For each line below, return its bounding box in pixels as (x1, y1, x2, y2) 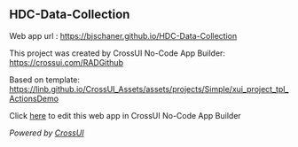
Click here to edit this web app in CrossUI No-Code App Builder (9, 110, 241, 120)
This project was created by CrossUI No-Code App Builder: (9, 48, 226, 58)
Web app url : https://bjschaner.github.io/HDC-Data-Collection (9, 30, 238, 41)
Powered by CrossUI (9, 128, 84, 138)
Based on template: (9, 74, 81, 85)
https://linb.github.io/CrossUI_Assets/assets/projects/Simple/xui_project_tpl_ (9, 83, 289, 94)
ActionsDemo (9, 93, 59, 104)
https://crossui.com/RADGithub (9, 57, 124, 67)
